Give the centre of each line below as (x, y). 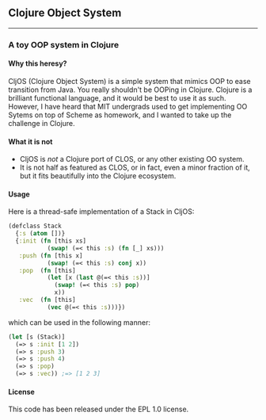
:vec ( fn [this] (47, 300)
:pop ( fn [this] (47, 270)
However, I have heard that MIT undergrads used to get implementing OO (128, 106)
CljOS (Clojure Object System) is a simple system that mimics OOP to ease (129, 81)
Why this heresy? (38, 63)
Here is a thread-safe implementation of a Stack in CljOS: (101, 212)
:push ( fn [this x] (51, 256)
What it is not (30, 141)
